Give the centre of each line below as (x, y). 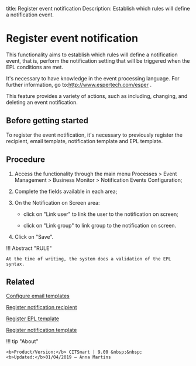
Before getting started (47, 121)
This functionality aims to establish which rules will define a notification (92, 55)
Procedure (26, 160)
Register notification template (42, 330)
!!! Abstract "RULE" (29, 248)
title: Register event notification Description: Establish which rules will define (98, 9)
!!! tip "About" (22, 341)
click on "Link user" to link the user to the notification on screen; (101, 214)
